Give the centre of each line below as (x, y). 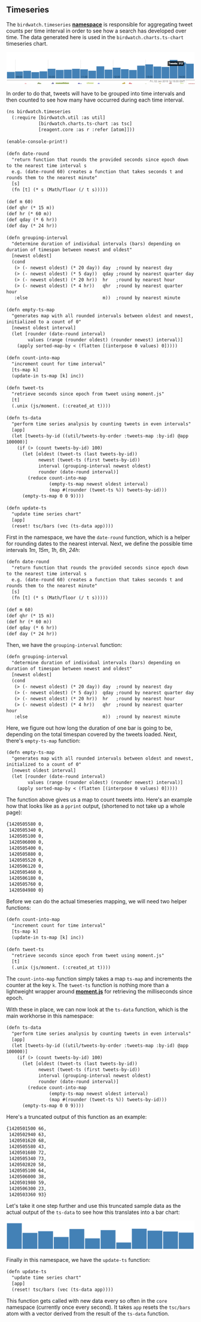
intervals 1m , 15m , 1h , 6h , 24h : (43, 550)
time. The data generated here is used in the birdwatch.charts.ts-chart (95, 37)
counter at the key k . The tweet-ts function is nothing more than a (88, 985)
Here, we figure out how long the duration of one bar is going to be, (89, 728)
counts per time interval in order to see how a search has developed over (96, 31)
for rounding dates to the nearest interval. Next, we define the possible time (99, 544)
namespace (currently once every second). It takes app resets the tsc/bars (98, 1307)
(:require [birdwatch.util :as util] (59, 117)
